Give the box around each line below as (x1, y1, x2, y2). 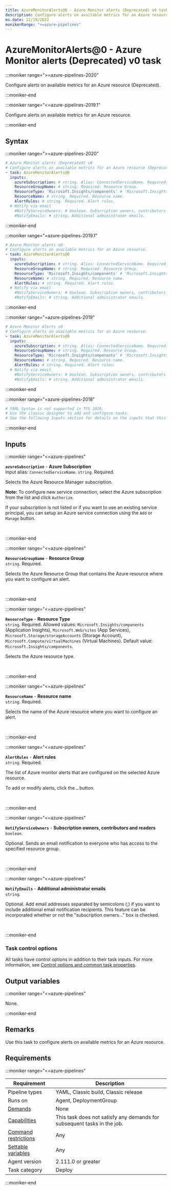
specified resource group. (5, 845, 60, 852)
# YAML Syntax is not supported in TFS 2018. (5, 406, 104, 411)
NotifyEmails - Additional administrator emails (5, 885, 106, 891)
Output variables (5, 976, 60, 986)
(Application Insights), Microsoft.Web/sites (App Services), (5, 626, 131, 633)
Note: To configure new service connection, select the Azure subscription (5, 488, 162, 495)
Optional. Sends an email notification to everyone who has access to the (5, 840, 158, 846)
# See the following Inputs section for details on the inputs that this (5, 415, 166, 421)
